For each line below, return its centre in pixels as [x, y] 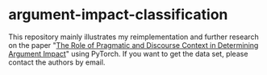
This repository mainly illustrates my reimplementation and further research [134, 37]
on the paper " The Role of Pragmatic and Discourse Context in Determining [133, 45]
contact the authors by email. [57, 62]
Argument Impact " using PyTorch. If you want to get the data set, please [128, 53]
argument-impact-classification [118, 15]
